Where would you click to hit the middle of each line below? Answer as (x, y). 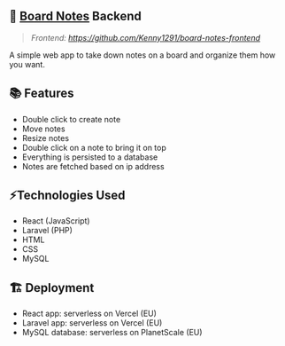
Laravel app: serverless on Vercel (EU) (92, 323)
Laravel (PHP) (47, 231)
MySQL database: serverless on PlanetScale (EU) (112, 333)
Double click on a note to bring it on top (94, 147)
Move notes (43, 129)
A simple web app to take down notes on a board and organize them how (142, 55)
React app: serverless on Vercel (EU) (89, 314)
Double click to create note (71, 119)
